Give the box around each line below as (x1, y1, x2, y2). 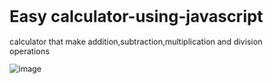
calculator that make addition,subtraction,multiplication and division (9, 36, 263, 47)
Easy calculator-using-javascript (9, 6, 264, 27)
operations (9, 45, 50, 56)
